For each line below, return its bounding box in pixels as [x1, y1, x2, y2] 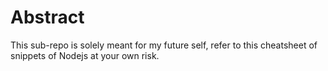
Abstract [10, 6, 85, 29]
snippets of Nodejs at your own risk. [10, 49, 160, 61]
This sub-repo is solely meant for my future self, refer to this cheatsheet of [10, 39, 318, 51]
